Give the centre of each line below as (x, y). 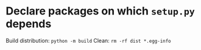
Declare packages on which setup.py (100, 11)
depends (29, 24)
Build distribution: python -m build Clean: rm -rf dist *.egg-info (88, 40)
